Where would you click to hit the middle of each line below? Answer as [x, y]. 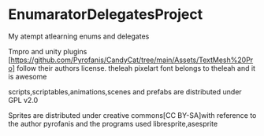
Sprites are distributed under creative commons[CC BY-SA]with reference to [132, 115]
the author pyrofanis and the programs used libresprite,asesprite [113, 123]
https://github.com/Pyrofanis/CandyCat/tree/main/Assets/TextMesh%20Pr [132, 60]
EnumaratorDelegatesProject [106, 15]
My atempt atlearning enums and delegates [79, 36]
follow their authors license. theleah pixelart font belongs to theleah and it [136, 68]
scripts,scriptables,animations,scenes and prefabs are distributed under [125, 91]
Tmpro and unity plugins [48, 51]
